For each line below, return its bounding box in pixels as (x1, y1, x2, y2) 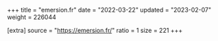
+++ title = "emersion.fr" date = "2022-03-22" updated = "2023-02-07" (7, 6, 212, 14)
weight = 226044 (7, 13, 57, 21)
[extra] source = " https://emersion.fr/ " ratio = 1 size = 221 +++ (7, 27, 183, 34)
